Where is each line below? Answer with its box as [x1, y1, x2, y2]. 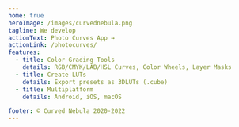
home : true [8, 11, 44, 20]
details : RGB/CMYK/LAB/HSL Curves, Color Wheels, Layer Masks [22, 63, 232, 71]
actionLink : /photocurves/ [8, 41, 97, 49]
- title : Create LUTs [15, 71, 87, 79]
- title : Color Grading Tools [15, 56, 115, 64]
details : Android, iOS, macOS [22, 93, 123, 101]
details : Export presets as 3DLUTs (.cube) [22, 78, 169, 86]
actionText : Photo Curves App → [8, 33, 115, 42]
